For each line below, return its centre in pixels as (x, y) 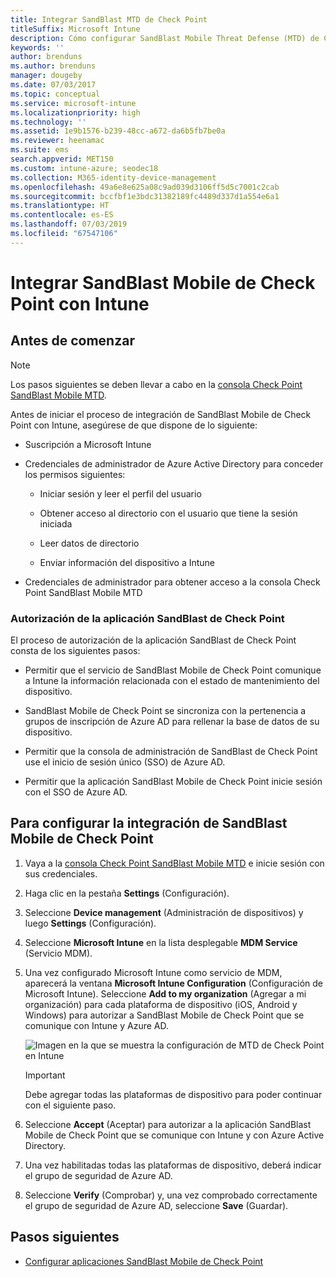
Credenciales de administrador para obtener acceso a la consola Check (172, 582)
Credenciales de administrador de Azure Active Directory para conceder (174, 463)
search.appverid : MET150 (62, 159)
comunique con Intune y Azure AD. (96, 1025)
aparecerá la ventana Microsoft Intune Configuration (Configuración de (174, 983)
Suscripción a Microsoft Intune (88, 444)
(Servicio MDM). (58, 953)
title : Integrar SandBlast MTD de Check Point (109, 19)
